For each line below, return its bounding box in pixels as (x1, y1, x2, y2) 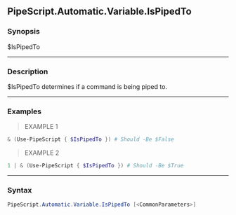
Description (7, 67, 48, 76)
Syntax (7, 185, 32, 195)
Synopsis (7, 27, 40, 36)
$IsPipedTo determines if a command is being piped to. (7, 82, 167, 90)
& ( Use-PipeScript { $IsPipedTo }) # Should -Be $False (7, 136, 174, 143)
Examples (7, 106, 42, 116)
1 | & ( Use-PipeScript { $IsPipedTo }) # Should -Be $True (7, 162, 184, 169)
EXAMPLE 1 (24, 123, 58, 131)
